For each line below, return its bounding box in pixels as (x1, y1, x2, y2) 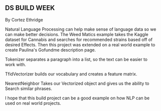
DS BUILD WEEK (5, 4, 55, 12)
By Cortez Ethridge (5, 17, 43, 22)
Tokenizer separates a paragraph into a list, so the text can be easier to (5, 56, 148, 62)
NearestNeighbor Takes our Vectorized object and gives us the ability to (5, 80, 149, 86)
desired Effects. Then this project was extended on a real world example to (5, 41, 156, 48)
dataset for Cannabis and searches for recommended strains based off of (5, 37, 153, 42)
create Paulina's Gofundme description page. (5, 47, 96, 53)
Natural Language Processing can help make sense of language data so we (5, 26, 157, 32)
